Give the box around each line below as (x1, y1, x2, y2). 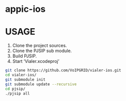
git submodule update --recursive (5, 82, 77, 87)
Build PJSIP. (12, 53, 37, 59)
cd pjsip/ (5, 86, 26, 91)
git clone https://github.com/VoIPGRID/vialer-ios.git (5, 68, 122, 73)
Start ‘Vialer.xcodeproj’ (12, 58, 60, 64)
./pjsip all (5, 91, 30, 96)
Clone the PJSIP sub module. (12, 48, 72, 54)
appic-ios (5, 3, 46, 15)
